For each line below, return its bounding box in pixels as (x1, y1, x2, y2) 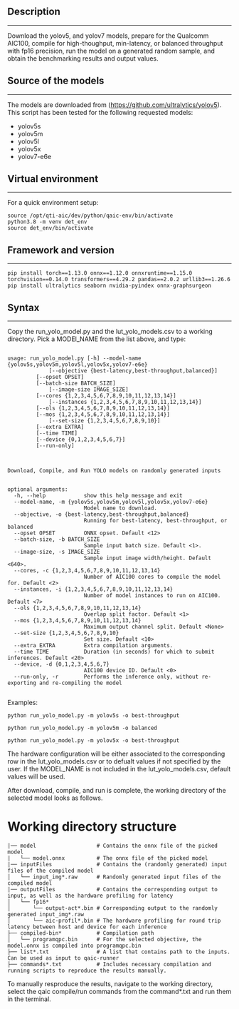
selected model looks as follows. (7, 793, 103, 802)
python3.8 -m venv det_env (7, 218, 87, 225)
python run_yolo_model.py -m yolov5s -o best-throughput (7, 712, 180, 719)
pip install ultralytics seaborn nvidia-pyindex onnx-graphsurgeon (7, 282, 212, 290)
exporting (7, 679, 37, 687)
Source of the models (7, 75, 105, 87)
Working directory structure (7, 818, 177, 835)
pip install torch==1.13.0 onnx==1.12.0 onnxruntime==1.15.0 (7, 270, 193, 277)
